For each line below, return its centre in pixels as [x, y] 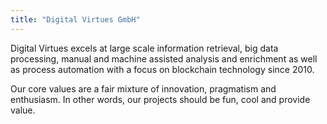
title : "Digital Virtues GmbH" [75, 19]
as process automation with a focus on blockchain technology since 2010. [162, 69]
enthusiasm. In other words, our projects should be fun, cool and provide [160, 99]
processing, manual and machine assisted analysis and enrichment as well [164, 58]
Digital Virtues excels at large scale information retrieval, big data [144, 48]
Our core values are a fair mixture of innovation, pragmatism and [143, 88]
